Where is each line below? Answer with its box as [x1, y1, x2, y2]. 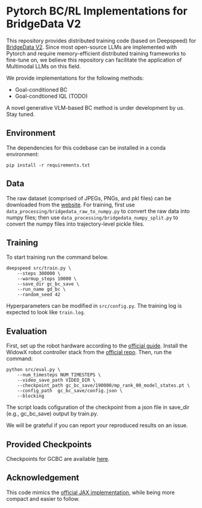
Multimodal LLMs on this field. [6, 62, 81, 70]
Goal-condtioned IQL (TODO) [14, 92, 88, 100]
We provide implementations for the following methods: [6, 74, 144, 81]
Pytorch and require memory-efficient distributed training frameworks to [6, 49, 186, 57]
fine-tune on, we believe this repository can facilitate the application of [6, 56, 182, 63]
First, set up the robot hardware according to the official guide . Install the [6, 342, 188, 349]
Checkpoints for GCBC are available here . [6, 456, 110, 462]
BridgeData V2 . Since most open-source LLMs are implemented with [6, 43, 177, 51]
